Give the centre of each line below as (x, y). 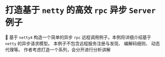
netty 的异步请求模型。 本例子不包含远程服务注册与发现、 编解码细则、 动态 (82, 43)
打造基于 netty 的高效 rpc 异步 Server (81, 10)
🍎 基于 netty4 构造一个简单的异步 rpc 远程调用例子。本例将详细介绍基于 (78, 37)
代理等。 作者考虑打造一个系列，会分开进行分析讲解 (58, 50)
